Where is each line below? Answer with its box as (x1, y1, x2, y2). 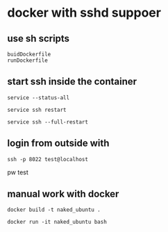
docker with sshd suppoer (7, 5, 162, 21)
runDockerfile (7, 57, 49, 64)
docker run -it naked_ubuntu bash (7, 219, 108, 226)
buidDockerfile (7, 51, 51, 58)
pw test (7, 168, 29, 176)
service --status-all (7, 94, 70, 101)
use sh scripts (7, 33, 70, 44)
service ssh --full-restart (7, 118, 89, 126)
